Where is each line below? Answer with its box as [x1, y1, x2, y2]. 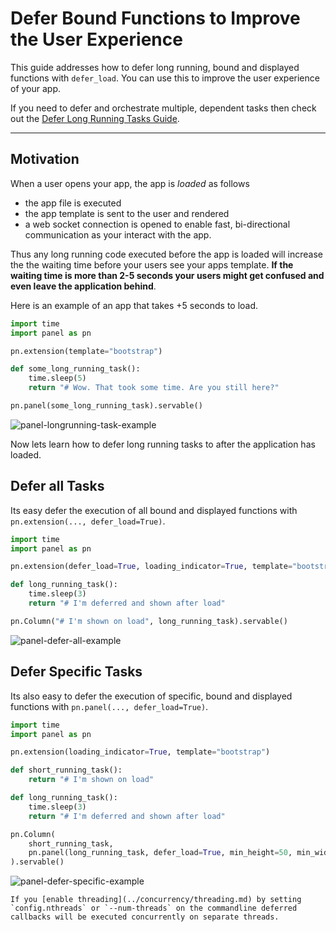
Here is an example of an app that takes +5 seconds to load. [10, 299, 259, 311]
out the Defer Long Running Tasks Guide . [10, 112, 180, 124]
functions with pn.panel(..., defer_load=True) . [10, 700, 209, 712]
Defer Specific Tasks [10, 663, 143, 681]
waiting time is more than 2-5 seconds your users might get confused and [10, 269, 325, 281]
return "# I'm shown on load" [28, 775, 155, 785]
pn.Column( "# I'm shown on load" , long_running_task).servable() [10, 616, 288, 626]
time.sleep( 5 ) [28, 373, 87, 384]
